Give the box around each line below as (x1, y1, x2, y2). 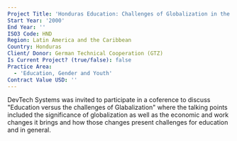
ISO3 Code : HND (7, 30, 53, 38)
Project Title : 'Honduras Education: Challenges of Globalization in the (7, 10, 231, 18)
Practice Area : (7, 63, 53, 70)
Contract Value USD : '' (7, 76, 78, 84)
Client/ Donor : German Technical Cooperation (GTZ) (7, 50, 163, 57)
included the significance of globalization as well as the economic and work (7, 111, 229, 119)
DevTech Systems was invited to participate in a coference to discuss (7, 96, 211, 104)
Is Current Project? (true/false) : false (7, 57, 132, 64)
